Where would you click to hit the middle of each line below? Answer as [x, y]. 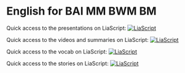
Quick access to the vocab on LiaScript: [57, 51]
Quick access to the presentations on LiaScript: [66, 28]
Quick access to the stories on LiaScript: [57, 63]
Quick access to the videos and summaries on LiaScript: [77, 40]
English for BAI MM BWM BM [81, 11]
